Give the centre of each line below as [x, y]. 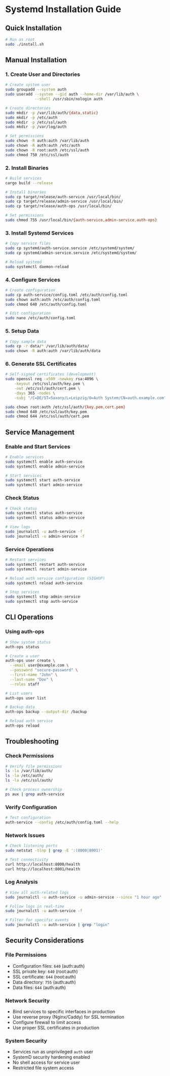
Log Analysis [22, 882]
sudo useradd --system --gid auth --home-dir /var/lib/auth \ [72, 95]
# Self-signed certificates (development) [51, 374]
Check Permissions [30, 756]
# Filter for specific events [37, 920]
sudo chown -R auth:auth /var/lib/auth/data [53, 351]
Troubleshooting [32, 742]
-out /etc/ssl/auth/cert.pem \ [47, 389]
